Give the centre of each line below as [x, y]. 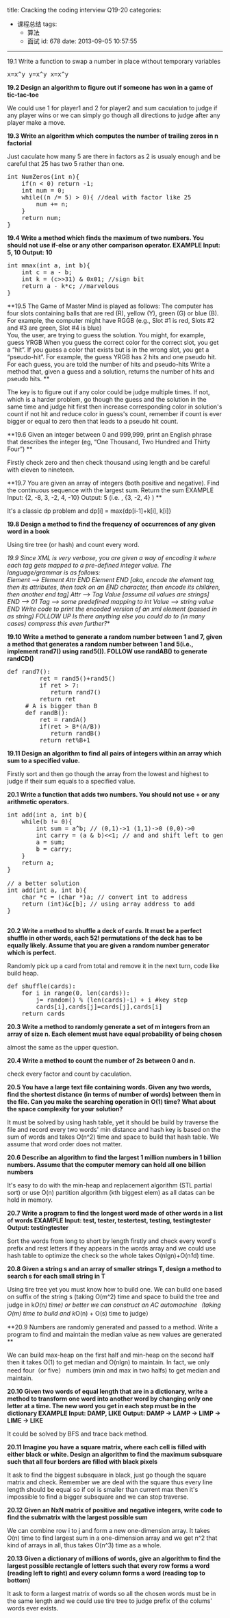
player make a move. [37, 122]
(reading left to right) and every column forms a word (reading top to [106, 1573]
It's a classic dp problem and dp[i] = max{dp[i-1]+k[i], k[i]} [89, 511]
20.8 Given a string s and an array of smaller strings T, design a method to [114, 1269]
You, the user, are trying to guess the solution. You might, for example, [106, 335]
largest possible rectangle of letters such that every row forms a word [108, 1566]
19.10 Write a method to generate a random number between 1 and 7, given [115, 637]
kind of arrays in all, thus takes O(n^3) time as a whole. [85, 1545]
